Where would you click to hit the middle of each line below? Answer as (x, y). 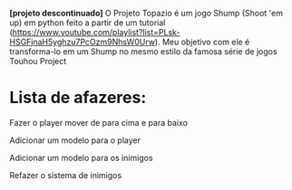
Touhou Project (38, 61)
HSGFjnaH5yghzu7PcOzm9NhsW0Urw (83, 42)
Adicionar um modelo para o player (75, 140)
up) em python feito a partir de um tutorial (88, 23)
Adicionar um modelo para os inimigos (81, 157)
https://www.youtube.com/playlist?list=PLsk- (96, 32)
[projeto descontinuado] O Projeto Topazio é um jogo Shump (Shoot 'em (146, 13)
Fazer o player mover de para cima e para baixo (99, 122)
